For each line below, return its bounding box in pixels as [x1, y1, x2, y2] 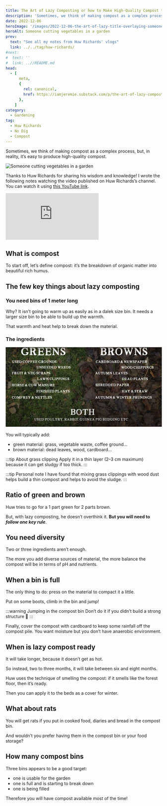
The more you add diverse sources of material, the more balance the [5, 556, 146, 562]
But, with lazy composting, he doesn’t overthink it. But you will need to [5, 513, 150, 519]
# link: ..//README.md [5, 60, 55, 66]
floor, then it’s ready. [5, 681, 48, 687]
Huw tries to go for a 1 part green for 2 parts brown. [5, 504, 111, 510]
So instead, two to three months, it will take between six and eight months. [5, 666, 158, 672]
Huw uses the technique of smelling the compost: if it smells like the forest [5, 675, 158, 681]
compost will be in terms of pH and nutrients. [5, 562, 98, 567]
